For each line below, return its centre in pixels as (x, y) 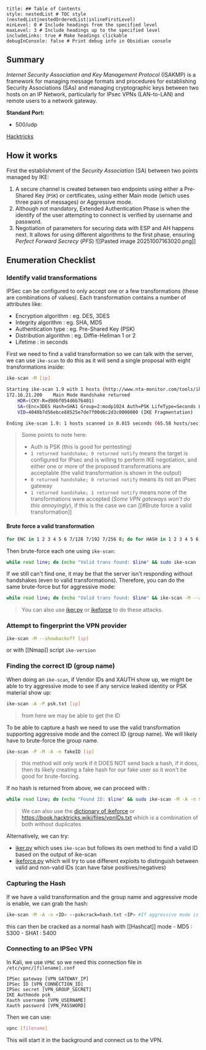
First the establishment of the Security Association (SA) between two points (102, 170)
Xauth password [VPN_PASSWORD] (46, 1006)
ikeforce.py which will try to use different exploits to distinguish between (107, 861)
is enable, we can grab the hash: (48, 903)
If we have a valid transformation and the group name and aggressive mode (102, 897)
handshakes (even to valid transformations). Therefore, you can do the (96, 581)
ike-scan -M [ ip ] (29, 378)
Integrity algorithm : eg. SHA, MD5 (59, 323)
